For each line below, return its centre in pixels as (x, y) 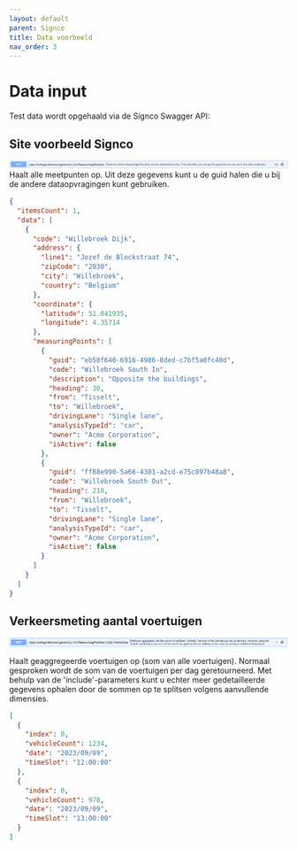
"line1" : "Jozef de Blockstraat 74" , (110, 258)
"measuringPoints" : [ (72, 342)
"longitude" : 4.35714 (81, 323)
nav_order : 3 (33, 47)
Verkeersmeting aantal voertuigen (106, 621)
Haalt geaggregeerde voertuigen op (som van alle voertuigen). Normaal (140, 660)
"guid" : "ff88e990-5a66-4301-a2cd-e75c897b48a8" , (142, 472)
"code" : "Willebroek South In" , (108, 369)
